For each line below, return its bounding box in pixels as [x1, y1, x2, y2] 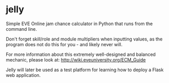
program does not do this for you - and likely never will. [6, 41, 123, 47]
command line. [6, 26, 37, 32]
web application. [6, 72, 41, 78]
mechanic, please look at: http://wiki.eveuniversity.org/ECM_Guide [6, 56, 146, 63]
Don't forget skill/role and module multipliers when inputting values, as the [6, 36, 163, 42]
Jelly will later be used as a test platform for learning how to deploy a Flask [6, 67, 164, 73]
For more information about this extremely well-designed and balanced [6, 51, 156, 57]
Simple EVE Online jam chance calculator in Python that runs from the [6, 20, 153, 27]
